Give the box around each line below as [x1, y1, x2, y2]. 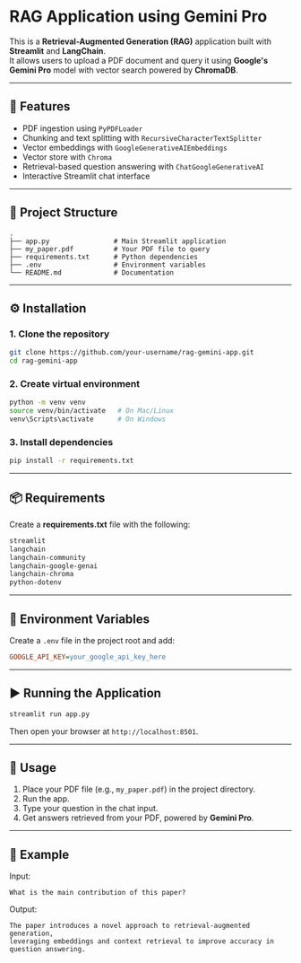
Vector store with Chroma [21, 151, 112, 162]
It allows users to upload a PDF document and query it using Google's [9, 55, 269, 66]
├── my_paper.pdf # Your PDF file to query [9, 244, 211, 253]
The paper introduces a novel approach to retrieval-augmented [9, 922, 251, 931]
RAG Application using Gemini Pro [9, 6, 268, 27]
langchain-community [9, 553, 87, 562]
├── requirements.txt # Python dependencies [9, 252, 199, 261]
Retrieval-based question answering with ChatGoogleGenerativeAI [21, 161, 264, 171]
